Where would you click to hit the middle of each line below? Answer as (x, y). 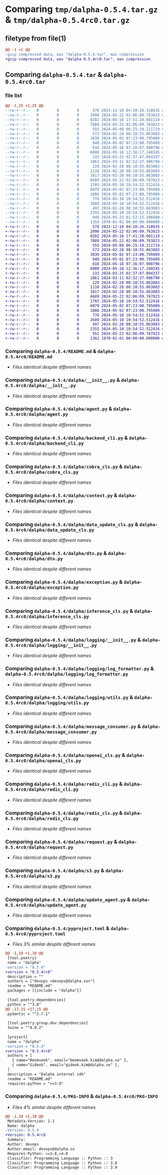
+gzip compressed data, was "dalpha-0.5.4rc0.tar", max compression (78, 59)
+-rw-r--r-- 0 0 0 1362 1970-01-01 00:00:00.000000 (82, 339)
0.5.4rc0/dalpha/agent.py (37, 414)
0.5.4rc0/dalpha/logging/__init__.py (51, 645)
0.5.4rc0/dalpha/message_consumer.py (51, 732)
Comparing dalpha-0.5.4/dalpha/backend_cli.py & (67, 438)
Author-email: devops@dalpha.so (41, 1149)
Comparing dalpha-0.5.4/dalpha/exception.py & (64, 582)
